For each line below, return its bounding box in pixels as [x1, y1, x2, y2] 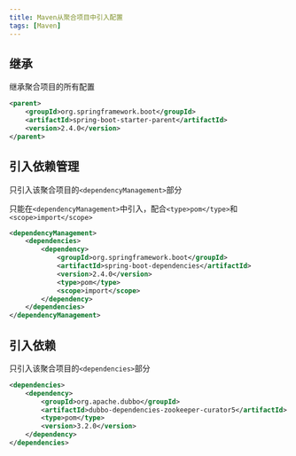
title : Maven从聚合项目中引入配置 [9, 12, 123, 22]
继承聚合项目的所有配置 [9, 82, 95, 92]
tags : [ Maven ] [9, 21, 62, 30]
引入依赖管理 [9, 159, 80, 174]
